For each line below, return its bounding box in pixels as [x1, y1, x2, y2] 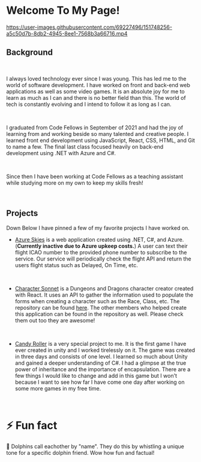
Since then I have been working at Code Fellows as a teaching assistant [6, 173, 184, 180]
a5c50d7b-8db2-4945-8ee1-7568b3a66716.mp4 [6, 29, 128, 37]
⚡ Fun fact [6, 419, 58, 432]
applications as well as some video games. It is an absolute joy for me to [6, 88, 185, 95]
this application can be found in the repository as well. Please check [14, 310, 184, 318]
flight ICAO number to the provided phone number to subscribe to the [14, 248, 187, 256]
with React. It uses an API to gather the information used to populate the [14, 291, 194, 298]
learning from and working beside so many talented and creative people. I [6, 130, 189, 137]
